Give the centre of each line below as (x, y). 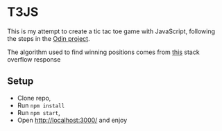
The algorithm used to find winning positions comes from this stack (103, 52)
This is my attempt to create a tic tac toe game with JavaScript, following (111, 31)
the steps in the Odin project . (49, 38)
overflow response (34, 59)
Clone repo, (34, 98)
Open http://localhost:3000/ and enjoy (72, 120)
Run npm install (41, 105)
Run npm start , (39, 112)
